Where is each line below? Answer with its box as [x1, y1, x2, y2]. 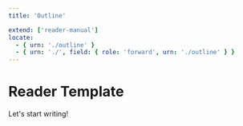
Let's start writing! [8, 109, 69, 119]
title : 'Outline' [8, 11, 67, 20]
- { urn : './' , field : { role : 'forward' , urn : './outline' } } [15, 49, 235, 57]
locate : [8, 33, 34, 41]
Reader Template [8, 83, 124, 100]
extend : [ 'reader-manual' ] [8, 26, 99, 34]
